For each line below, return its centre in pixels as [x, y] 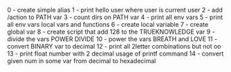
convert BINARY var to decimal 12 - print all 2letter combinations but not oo [114, 46]
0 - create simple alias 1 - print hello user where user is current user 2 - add [115, 10]
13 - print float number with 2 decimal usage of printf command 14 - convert [115, 53]
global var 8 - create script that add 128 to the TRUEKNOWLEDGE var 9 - [111, 32]
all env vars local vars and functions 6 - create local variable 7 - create [108, 24]
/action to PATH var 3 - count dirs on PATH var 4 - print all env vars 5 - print [115, 17]
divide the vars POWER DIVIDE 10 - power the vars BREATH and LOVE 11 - [112, 39]
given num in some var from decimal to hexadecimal [82, 61]
